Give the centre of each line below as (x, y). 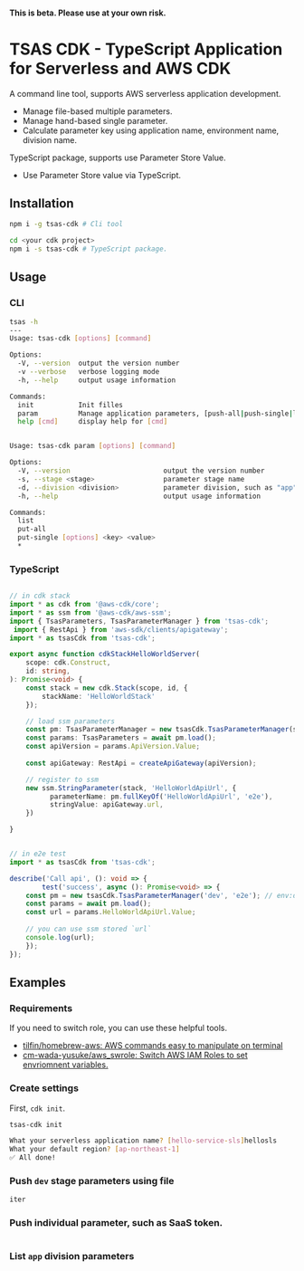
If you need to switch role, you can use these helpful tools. (119, 1028)
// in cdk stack (40, 596)
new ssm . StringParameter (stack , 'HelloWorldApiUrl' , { (131, 788)
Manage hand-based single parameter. (95, 120)
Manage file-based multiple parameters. (97, 111)
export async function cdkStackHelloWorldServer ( (105, 655)
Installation (42, 203)
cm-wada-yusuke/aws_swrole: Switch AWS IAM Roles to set (135, 1056)
